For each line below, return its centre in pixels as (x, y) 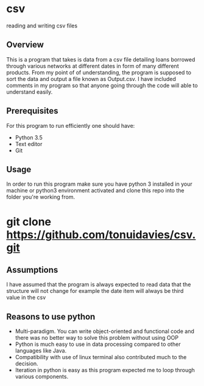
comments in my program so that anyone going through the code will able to (102, 85)
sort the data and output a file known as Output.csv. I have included (91, 79)
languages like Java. (41, 351)
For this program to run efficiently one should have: (71, 125)
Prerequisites (32, 111)
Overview (25, 45)
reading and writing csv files (42, 26)
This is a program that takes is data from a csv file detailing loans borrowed (101, 59)
